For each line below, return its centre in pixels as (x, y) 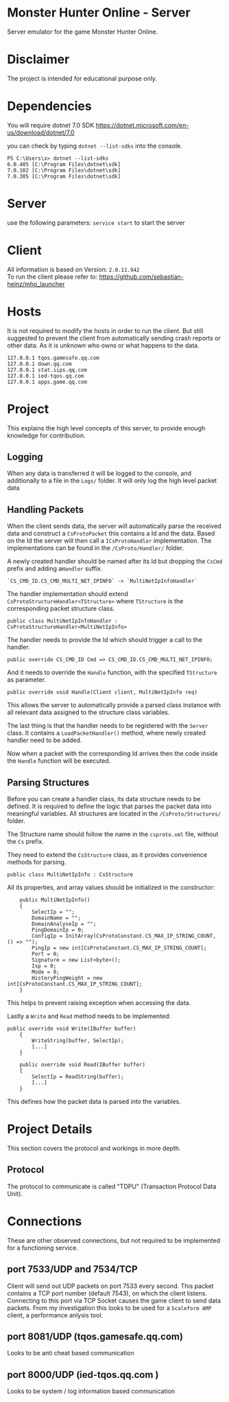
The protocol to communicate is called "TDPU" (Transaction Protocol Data (112, 1186)
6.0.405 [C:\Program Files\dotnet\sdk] (64, 164)
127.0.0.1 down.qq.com (39, 364)
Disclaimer (38, 59)
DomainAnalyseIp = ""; (64, 924)
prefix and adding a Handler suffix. (55, 568)
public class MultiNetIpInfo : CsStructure (70, 875)
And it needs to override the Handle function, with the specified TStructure (112, 673)
